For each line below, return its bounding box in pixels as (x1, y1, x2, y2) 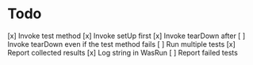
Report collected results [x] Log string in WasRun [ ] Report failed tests (7, 48, 239, 57)
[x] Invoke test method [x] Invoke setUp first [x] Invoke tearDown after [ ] (7, 31, 246, 40)
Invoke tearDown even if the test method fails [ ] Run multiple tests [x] (7, 39, 236, 48)
